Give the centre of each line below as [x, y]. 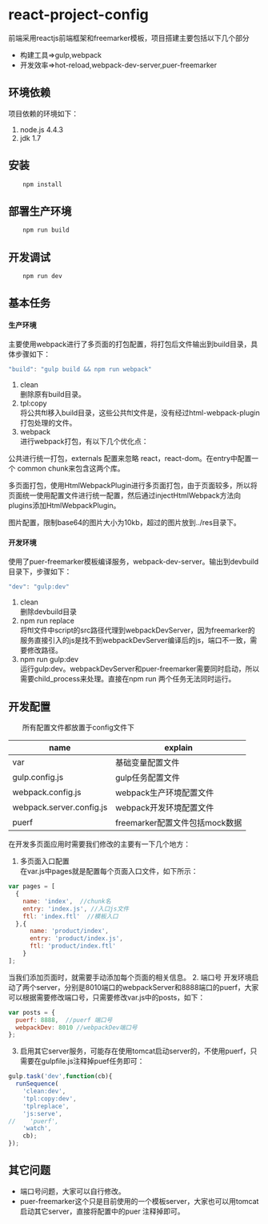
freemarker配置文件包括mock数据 [178, 823]
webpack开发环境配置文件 [164, 808]
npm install [42, 184]
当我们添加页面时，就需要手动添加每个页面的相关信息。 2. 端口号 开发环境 [130, 977]
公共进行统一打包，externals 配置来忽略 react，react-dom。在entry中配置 [130, 458]
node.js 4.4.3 [42, 129]
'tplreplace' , [46, 1106]
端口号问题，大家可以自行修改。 [72, 1191]
